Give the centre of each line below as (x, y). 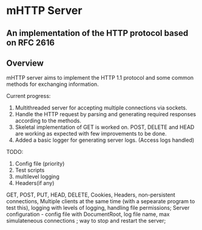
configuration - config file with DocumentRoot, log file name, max (88, 214)
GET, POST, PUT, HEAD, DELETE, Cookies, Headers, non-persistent (91, 195)
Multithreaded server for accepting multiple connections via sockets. (101, 108)
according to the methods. (48, 121)
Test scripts (30, 170)
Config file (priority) (40, 164)
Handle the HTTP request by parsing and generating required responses (105, 114)
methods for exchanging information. (52, 84)
